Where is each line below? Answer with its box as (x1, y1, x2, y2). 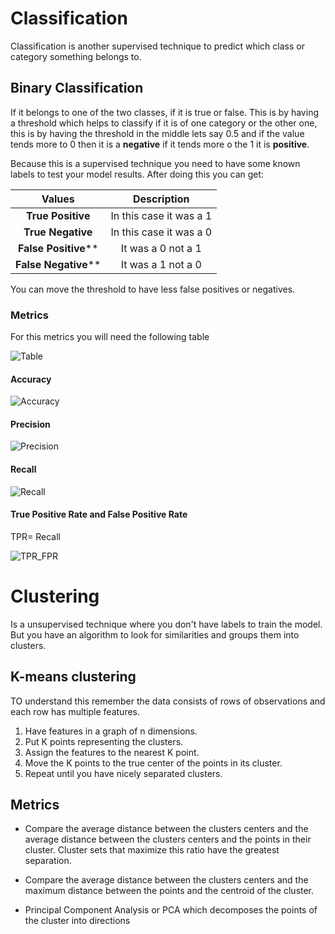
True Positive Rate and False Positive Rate (10, 508, 188, 521)
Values (41, 192, 75, 206)
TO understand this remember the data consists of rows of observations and (10, 695, 326, 707)
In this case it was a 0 (110, 225, 213, 239)
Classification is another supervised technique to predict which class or (10, 40, 305, 52)
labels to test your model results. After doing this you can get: (10, 168, 265, 180)
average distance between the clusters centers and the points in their (24, 833, 312, 846)
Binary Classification (10, 80, 144, 97)
